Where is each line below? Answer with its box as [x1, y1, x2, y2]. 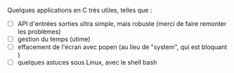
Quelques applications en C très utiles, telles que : [7, 6, 152, 14]
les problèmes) [17, 27, 61, 36]
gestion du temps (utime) [17, 35, 91, 44]
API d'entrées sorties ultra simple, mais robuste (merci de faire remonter [17, 20, 227, 27]
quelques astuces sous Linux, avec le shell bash [17, 58, 157, 67]
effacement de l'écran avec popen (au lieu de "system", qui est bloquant [17, 43, 228, 51]
